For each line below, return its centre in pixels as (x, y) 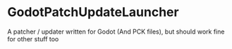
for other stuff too (33, 38)
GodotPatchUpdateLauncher (93, 12)
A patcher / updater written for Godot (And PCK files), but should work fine (116, 31)
